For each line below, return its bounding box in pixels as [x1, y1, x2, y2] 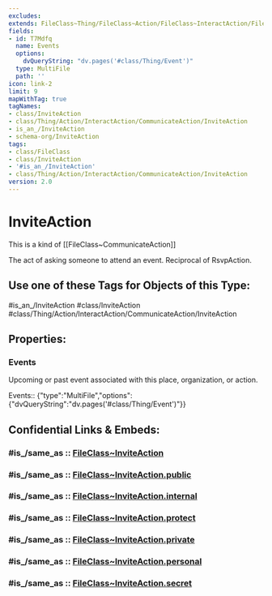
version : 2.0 [8, 178, 53, 187]
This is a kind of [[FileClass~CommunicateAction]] [8, 239, 176, 249]
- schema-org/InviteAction [8, 132, 100, 140]
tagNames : [8, 102, 42, 110]
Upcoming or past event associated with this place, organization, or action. [8, 375, 258, 385]
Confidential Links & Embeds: [8, 422, 160, 436]
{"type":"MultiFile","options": [36, 391, 133, 401]
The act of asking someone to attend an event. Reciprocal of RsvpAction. [8, 255, 253, 264]
